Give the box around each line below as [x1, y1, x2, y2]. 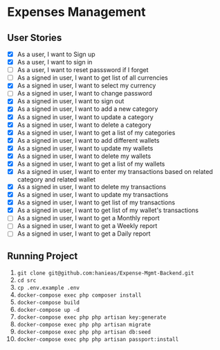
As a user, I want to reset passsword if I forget [17, 66, 149, 74]
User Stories [7, 32, 62, 44]
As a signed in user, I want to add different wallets [17, 136, 160, 144]
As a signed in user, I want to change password [17, 89, 152, 98]
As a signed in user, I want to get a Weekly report [17, 222, 158, 230]
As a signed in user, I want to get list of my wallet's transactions [17, 206, 199, 215]
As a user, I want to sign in [17, 58, 93, 67]
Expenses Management [7, 4, 147, 20]
